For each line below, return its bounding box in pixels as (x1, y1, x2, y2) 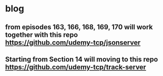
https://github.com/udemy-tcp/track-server (5, 63, 146, 71)
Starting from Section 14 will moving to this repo (5, 55, 158, 64)
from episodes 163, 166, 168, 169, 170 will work (5, 23, 153, 31)
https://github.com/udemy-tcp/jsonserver (5, 38, 141, 47)
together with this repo (5, 30, 78, 39)
